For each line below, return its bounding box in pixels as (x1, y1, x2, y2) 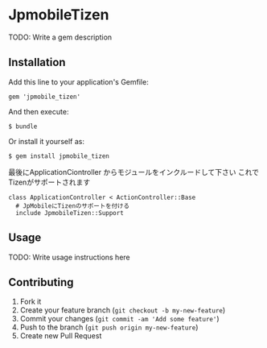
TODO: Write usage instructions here (8, 252, 130, 262)
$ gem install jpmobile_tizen (8, 151, 110, 160)
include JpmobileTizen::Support (15, 209, 125, 217)
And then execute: (8, 106, 69, 116)
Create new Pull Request (19, 331, 102, 341)
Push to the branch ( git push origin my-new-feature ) (19, 322, 199, 332)
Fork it (19, 296, 42, 307)
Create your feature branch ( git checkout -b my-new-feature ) (19, 305, 226, 315)
